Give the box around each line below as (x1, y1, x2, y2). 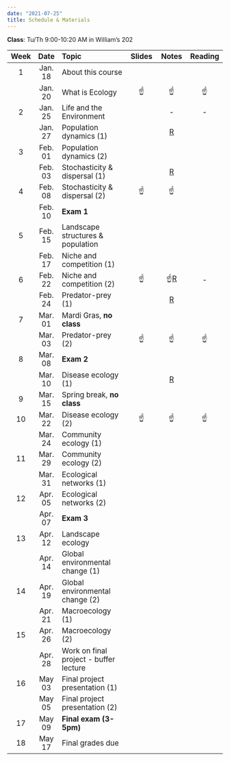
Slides (130, 51, 153, 61)
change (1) (61, 567, 101, 576)
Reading (190, 51, 220, 61)
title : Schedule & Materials (7, 16, 90, 23)
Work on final (61, 646, 107, 655)
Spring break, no (61, 390, 119, 400)
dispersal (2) (61, 191, 106, 201)
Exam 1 (61, 207, 88, 216)
